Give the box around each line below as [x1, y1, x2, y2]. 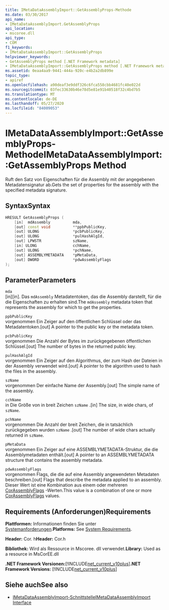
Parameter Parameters [5, 276, 76, 284]
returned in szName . [5, 432, 44, 439]
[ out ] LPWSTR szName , [14, 238, 89, 243]
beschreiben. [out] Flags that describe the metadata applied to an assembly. [5, 477, 162, 483]
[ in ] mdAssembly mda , [14, 220, 82, 225]
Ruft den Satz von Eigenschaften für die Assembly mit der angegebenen [5, 176, 155, 182]
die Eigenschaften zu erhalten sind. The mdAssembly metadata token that [5, 299, 152, 305]
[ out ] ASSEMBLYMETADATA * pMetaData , [14, 253, 98, 258]
